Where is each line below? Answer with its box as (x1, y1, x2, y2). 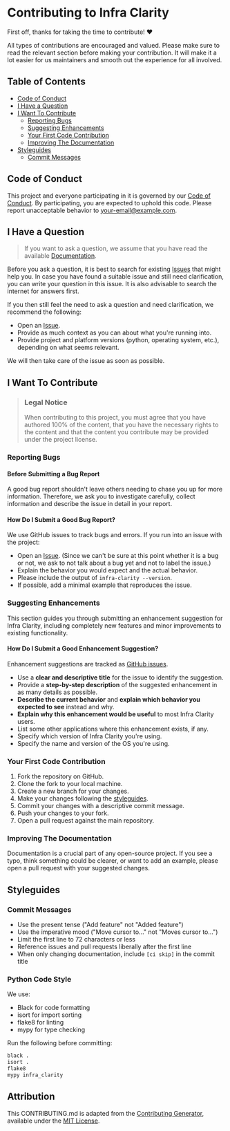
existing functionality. (7, 628, 68, 637)
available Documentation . (23, 252, 97, 260)
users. (17, 717, 36, 725)
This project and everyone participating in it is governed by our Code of (7, 191, 211, 200)
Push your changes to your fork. (17, 809, 109, 817)
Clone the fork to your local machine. (17, 780, 123, 788)
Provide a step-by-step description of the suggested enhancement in (17, 680, 218, 689)
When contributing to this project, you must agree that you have (23, 413, 206, 422)
